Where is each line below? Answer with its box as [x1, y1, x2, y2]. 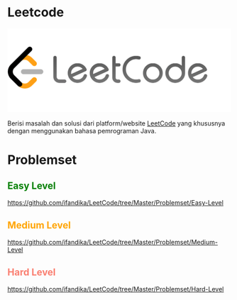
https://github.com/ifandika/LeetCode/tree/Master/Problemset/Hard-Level [7, 285, 224, 294]
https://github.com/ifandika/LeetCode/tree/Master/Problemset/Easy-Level [7, 199, 224, 207]
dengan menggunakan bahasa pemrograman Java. [7, 127, 157, 135]
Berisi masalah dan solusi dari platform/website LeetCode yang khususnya [7, 119, 226, 128]
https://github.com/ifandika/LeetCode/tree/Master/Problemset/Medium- [7, 238, 219, 247]
